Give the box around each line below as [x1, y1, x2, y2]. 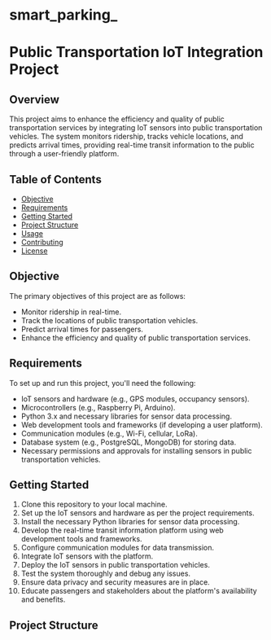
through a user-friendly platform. [9, 149, 120, 159]
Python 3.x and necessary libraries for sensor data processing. [20, 411, 233, 421]
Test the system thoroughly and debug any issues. [20, 568, 190, 579]
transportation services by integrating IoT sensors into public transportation [9, 123, 263, 133]
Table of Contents [9, 173, 103, 186]
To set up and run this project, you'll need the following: [9, 378, 196, 388]
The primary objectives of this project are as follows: [9, 291, 186, 300]
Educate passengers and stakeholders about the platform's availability [20, 586, 257, 596]
